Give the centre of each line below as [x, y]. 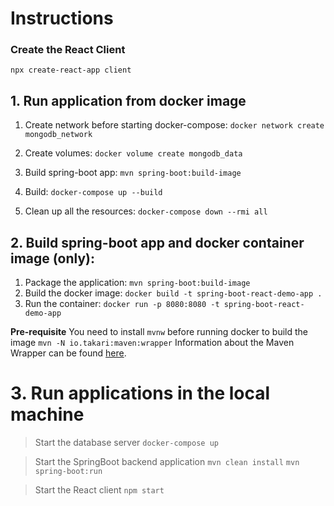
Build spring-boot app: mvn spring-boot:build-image [133, 173]
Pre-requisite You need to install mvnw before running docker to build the [159, 332]
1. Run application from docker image [128, 100]
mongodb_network [58, 135]
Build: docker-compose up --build [93, 192]
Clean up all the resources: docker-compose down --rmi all [146, 211]
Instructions [62, 18]
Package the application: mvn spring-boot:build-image [137, 283]
